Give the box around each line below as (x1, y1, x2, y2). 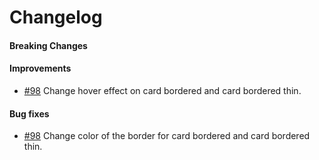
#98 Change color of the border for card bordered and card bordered (23, 130, 311, 142)
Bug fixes (9, 107, 50, 120)
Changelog (9, 6, 103, 29)
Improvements (9, 62, 72, 75)
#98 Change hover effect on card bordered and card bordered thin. (23, 84, 302, 96)
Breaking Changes (9, 39, 88, 51)
